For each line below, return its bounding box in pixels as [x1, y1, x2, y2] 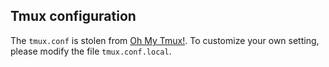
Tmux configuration [10, 8, 137, 25]
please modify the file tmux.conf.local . [10, 45, 172, 57]
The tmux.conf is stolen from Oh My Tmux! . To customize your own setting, [10, 34, 320, 46]
